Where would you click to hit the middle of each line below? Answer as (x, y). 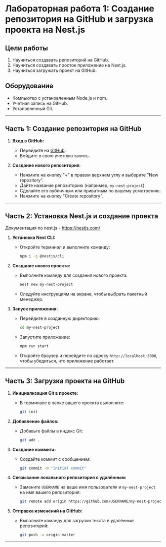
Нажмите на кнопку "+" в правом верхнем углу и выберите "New (89, 175)
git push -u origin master (47, 535)
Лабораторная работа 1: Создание (80, 9)
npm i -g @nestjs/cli (42, 256)
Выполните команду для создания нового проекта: (74, 275)
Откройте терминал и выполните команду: (65, 247)
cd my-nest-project (40, 328)
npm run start (34, 346)
